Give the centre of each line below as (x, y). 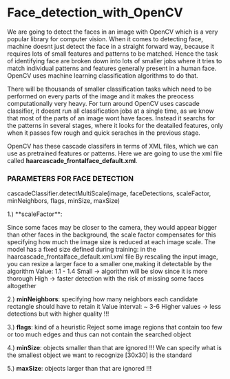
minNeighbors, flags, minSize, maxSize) (64, 201)
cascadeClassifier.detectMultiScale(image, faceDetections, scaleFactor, (109, 193)
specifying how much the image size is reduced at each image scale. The (111, 242)
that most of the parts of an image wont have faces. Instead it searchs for (111, 118)
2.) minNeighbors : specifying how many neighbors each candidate (103, 299)
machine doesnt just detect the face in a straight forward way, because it (111, 46)
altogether (22, 286)
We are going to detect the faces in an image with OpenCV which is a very (113, 32)
